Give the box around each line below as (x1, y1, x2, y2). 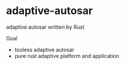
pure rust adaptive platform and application (14, 52, 119, 59)
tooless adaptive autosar (14, 46, 75, 53)
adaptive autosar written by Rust (6, 23, 85, 30)
